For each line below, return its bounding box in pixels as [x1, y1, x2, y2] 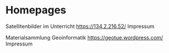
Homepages [5, 3, 67, 17]
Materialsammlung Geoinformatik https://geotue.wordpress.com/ [5, 34, 163, 41]
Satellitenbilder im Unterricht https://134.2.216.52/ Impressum [5, 23, 155, 30]
